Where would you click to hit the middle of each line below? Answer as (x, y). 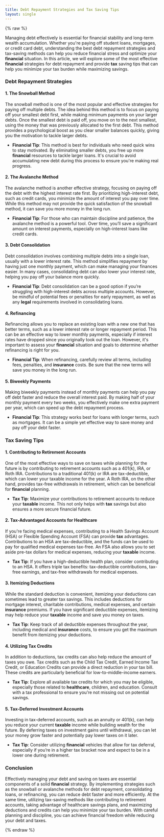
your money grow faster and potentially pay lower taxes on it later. (72, 736)
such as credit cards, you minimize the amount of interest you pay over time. (82, 198)
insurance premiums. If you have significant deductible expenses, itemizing (82, 609)
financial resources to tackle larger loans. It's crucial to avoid (74, 155)
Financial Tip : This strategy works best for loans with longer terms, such (85, 417)
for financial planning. (27, 489)
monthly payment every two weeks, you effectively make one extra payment (82, 403)
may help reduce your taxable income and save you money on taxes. (75, 615)
